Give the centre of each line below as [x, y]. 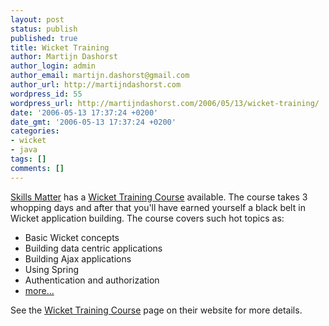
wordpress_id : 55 [46, 94]
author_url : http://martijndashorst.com [96, 85]
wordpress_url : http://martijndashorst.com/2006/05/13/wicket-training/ [165, 103]
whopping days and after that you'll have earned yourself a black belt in [158, 207]
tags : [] [28, 159]
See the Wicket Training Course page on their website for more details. [156, 310]
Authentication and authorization [92, 280]
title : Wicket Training [60, 47]
